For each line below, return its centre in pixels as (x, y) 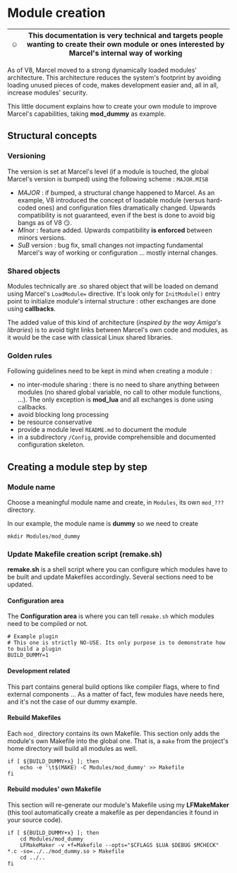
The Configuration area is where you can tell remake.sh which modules (111, 616)
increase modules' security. (48, 92)
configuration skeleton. (51, 445)
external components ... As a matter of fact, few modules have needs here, (116, 694)
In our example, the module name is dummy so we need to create (103, 523)
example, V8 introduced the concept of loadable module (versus (111, 200)
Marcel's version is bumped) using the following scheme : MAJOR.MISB (108, 179)
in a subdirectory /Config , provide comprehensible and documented (117, 437)
